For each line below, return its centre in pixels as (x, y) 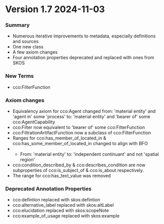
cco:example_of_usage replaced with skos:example (66, 216)
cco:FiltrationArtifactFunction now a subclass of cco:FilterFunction (82, 133)
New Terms (20, 76)
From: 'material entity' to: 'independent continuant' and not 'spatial (89, 154)
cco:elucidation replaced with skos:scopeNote (61, 210)
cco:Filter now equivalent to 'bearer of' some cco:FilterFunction (79, 127)
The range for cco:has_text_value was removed (62, 176)
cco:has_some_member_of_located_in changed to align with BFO (80, 144)
